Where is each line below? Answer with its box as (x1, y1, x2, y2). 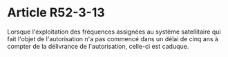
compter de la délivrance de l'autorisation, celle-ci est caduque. (7, 42, 189, 50)
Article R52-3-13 (7, 5, 105, 21)
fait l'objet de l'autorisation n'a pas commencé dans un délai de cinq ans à (7, 34, 219, 43)
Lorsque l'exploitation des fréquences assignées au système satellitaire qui (7, 27, 221, 36)
